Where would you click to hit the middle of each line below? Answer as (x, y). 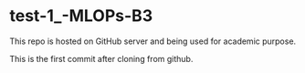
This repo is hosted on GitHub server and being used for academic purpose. (153, 41)
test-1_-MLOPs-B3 (81, 16)
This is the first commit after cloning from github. (101, 58)
